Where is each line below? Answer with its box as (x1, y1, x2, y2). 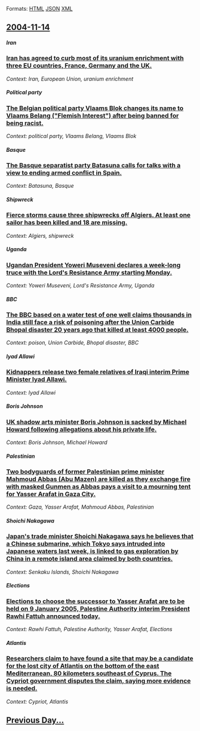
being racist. (6, 119, 44, 127)
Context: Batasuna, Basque (6, 182, 74, 189)
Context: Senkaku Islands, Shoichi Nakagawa (6, 568, 119, 576)
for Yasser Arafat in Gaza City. (6, 490, 96, 498)
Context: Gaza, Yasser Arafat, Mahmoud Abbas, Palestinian (6, 503, 154, 510)
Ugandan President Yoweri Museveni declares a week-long (6, 261, 181, 269)
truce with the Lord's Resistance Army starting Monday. (6, 268, 173, 277)
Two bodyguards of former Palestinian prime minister (6, 467, 165, 476)
